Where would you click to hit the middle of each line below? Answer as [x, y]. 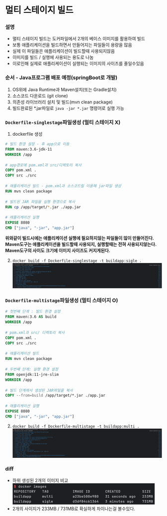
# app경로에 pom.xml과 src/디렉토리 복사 [43, 165]
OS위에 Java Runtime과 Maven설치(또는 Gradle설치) [64, 89]
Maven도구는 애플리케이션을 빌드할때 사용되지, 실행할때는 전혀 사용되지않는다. [81, 244]
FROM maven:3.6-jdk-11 [29, 149]
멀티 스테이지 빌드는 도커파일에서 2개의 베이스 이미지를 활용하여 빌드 [79, 39]
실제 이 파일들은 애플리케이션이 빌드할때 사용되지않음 [64, 51]
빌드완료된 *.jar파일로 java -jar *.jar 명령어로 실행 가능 [68, 108]
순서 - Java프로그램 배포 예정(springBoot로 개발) [61, 78]
